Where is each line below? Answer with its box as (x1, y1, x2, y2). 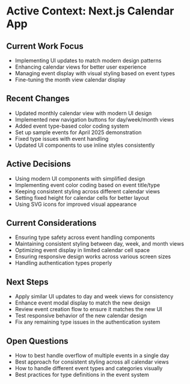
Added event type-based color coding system (14, 122, 129, 129)
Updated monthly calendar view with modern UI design (14, 110, 152, 117)
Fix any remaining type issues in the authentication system (14, 318, 161, 326)
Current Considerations (6, 218, 97, 228)
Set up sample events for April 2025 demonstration (14, 128, 142, 136)
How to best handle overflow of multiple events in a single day (14, 352, 170, 359)
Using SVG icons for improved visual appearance (14, 200, 137, 208)
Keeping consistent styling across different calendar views (14, 188, 161, 195)
